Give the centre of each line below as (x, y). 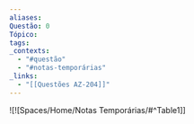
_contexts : (30, 51)
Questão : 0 (30, 26)
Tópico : (24, 34)
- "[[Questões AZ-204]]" (64, 84)
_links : (24, 76)
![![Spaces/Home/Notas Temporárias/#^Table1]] (97, 110)
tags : (19, 43)
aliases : (26, 18)
